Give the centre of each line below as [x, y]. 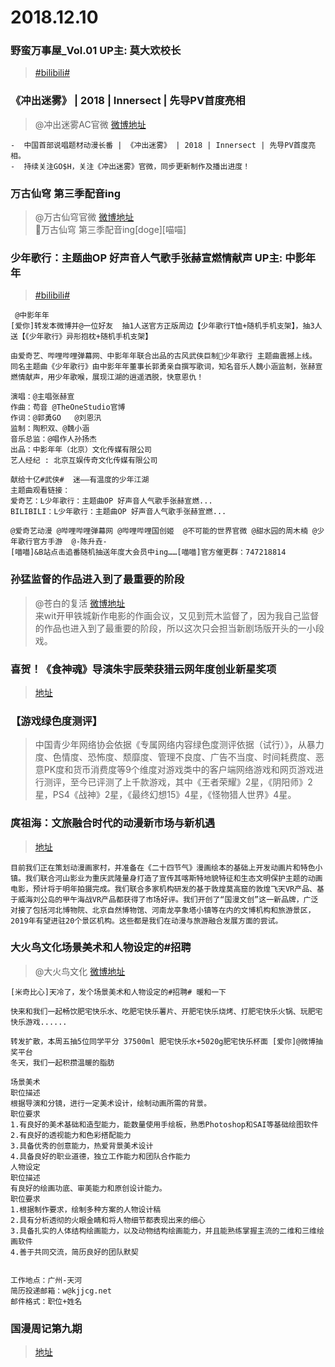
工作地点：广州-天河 [46, 1280]
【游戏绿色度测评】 [56, 721]
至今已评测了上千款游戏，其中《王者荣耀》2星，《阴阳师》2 [191, 782]
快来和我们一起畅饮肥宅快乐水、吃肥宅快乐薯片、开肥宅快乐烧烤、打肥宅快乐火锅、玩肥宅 [166, 1011]
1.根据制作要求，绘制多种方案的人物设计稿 [86, 1209]
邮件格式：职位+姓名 [46, 1301]
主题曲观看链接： [40, 491]
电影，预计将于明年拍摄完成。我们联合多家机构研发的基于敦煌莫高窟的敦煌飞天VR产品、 [163, 889]
